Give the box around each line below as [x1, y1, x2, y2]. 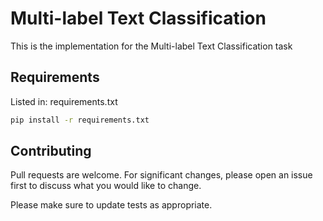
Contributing [10, 143, 92, 160]
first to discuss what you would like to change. [10, 180, 202, 192]
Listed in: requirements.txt [10, 95, 118, 107]
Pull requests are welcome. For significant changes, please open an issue [10, 169, 313, 181]
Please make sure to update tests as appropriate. [10, 199, 213, 211]
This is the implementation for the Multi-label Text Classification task [10, 40, 293, 52]
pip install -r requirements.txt [10, 115, 150, 125]
